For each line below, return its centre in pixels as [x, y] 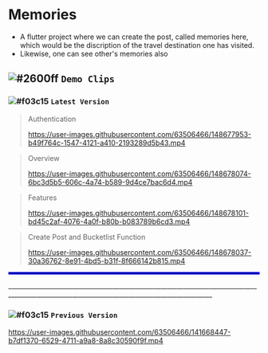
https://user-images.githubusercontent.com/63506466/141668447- [120, 331]
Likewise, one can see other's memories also [94, 53]
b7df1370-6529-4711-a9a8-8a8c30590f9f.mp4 [86, 340]
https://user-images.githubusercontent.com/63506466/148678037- [140, 252]
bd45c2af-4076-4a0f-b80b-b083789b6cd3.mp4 [109, 222]
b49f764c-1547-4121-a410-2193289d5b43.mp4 [106, 143]
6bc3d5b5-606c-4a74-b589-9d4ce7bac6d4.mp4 [110, 182]
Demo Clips [88, 79]
